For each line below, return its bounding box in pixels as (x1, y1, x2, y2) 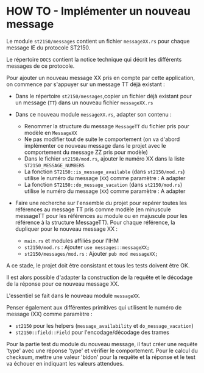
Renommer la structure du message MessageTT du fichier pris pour (24, 122, 190, 129)
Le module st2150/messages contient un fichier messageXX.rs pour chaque (6, 37, 190, 45)
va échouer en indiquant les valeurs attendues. (6, 360, 124, 367)
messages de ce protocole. (6, 62, 75, 70)
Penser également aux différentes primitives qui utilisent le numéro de (6, 303, 182, 311)
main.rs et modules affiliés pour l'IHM (24, 237, 119, 244)
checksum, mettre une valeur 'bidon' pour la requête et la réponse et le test (6, 353, 196, 361)
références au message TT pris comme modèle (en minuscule (15, 206, 172, 213)
